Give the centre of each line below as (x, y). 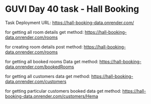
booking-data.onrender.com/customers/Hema (52, 96)
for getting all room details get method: (44, 32)
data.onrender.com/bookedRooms (40, 67)
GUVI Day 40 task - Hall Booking (72, 9)
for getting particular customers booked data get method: (63, 91)
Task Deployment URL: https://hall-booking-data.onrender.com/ (70, 23)
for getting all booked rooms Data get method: (52, 61)
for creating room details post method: (44, 47)
